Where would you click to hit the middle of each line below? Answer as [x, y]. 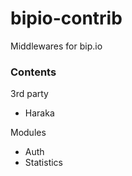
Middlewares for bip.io [56, 46]
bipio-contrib [66, 18]
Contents [33, 72]
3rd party [29, 94]
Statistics [44, 163]
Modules [28, 133]
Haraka [39, 113]
